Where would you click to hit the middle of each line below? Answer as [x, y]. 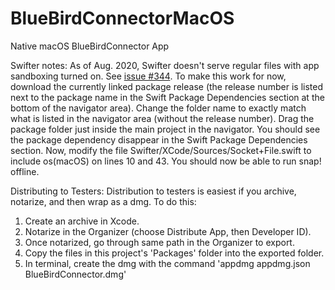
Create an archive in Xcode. [82, 221]
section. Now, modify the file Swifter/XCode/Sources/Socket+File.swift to [161, 150]
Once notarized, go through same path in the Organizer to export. [159, 242]
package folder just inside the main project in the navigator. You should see [165, 129]
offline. [25, 171]
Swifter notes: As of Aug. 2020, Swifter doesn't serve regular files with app [165, 65]
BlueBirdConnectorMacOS [122, 18]
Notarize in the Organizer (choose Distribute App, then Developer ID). [168, 231]
